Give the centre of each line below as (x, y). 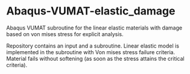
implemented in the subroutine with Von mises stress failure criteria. (91, 52)
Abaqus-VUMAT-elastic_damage (91, 11)
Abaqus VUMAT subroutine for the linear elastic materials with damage (94, 28)
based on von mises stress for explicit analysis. (65, 34)
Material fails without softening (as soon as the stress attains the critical (96, 58)
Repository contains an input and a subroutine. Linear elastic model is (93, 46)
